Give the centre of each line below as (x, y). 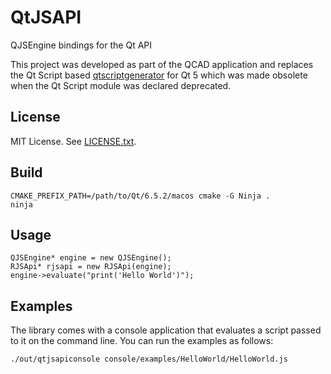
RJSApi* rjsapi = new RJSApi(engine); (91, 267)
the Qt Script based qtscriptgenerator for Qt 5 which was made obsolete (159, 75)
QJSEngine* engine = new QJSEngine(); (91, 258)
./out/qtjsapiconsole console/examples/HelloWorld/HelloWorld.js (149, 359)
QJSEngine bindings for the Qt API (81, 45)
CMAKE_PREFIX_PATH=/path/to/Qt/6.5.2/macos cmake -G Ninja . (140, 196)
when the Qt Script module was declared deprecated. (121, 85)
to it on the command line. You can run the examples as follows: (142, 341)
